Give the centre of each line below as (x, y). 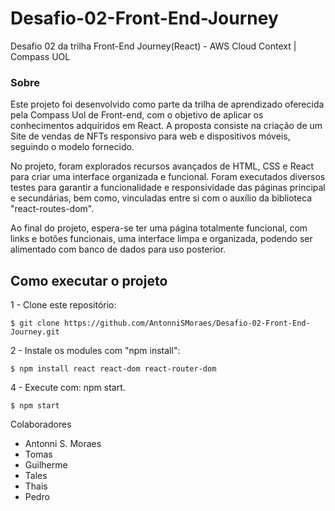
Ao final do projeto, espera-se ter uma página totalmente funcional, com (159, 228)
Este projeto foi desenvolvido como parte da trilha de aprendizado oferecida (167, 104)
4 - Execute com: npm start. (68, 388)
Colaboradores (41, 424)
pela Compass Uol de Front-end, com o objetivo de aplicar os (137, 115)
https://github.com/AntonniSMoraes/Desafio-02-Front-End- (187, 323)
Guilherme (46, 465)
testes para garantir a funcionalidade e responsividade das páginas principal (168, 188)
